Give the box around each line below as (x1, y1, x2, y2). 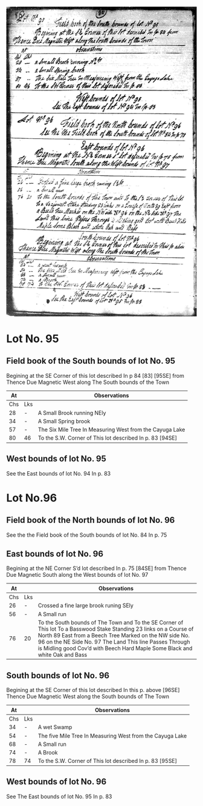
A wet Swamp (37, 724, 72, 731)
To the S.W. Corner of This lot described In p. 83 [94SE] (37, 434, 178, 442)
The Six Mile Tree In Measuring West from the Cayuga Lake (37, 426, 185, 434)
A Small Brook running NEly (37, 409, 106, 416)
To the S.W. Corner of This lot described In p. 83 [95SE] (37, 757, 178, 765)
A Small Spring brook (37, 417, 91, 425)
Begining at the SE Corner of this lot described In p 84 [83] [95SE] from (6, 372, 184, 379)
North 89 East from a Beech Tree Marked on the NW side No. (37, 631, 190, 639)
